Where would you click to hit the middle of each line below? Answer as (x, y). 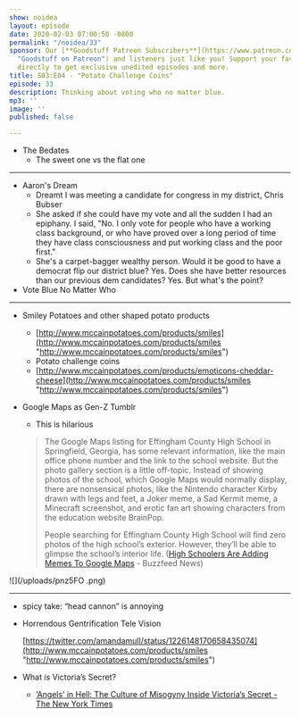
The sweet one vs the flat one (90, 160)
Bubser (49, 204)
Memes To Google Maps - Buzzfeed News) (124, 563)
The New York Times (74, 704)
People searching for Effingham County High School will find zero (165, 535)
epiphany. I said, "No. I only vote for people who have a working (153, 223)
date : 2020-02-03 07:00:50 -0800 (71, 34)
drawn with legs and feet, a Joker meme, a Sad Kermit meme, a (161, 499)
